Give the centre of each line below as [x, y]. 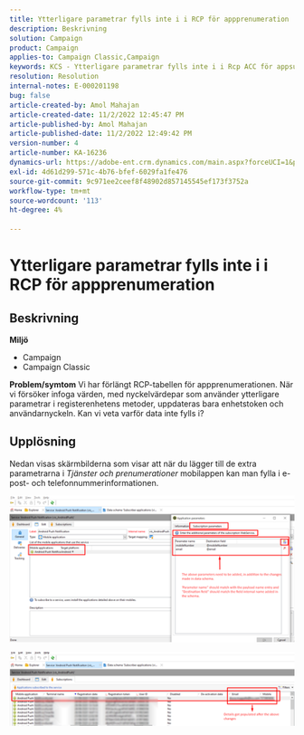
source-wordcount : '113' [56, 200]
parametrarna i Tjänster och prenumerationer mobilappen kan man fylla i [145, 473]
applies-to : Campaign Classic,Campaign [85, 57]
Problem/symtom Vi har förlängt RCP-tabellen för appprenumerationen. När [152, 384]
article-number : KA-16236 [58, 153]
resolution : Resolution [54, 77]
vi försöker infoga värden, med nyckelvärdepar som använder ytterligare [144, 394]
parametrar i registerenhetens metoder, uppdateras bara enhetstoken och [147, 404]
